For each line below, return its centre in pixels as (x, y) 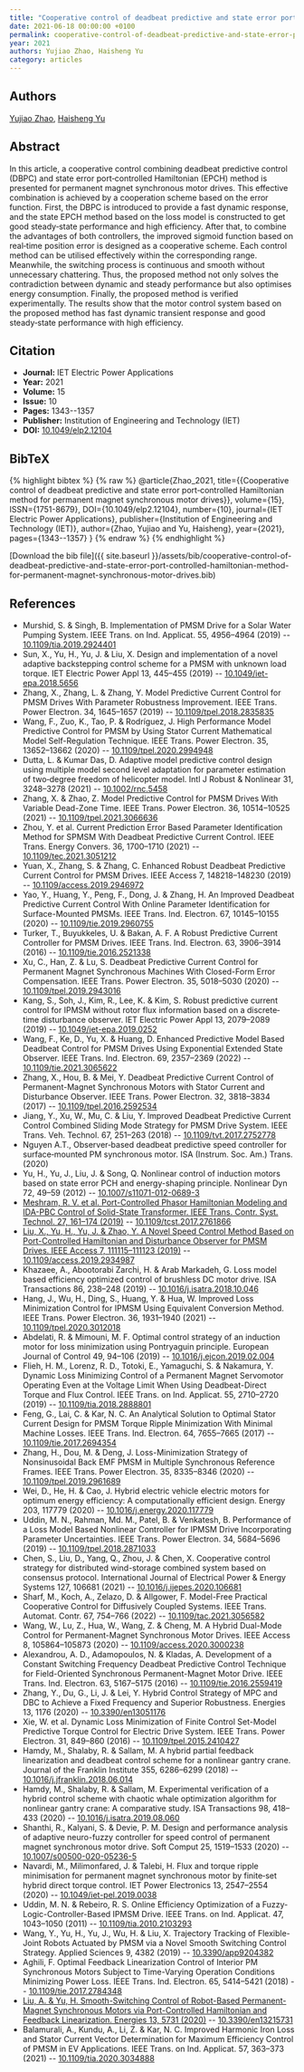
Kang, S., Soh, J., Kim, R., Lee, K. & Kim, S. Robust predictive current (150, 1000)
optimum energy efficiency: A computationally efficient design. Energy (154, 1501)
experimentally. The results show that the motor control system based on (146, 303)
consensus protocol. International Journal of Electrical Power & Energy (154, 1578)
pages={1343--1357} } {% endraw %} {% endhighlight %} (118, 539)
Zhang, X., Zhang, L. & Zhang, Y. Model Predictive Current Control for (152, 692)
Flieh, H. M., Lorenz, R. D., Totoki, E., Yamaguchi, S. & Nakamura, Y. (148, 1366)
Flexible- (274, 1934)
